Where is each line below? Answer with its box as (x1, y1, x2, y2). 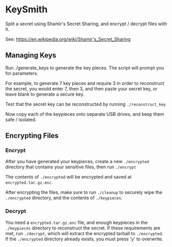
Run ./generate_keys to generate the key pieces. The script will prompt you (5, 64, 164, 70)
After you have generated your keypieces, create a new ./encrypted (5, 158, 149, 165)
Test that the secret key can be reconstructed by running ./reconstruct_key (5, 101, 166, 107)
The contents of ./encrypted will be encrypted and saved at (5, 174, 132, 180)
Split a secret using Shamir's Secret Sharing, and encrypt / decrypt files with (5, 21, 167, 27)
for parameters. (5, 70, 39, 76)
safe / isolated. (5, 116, 37, 122)
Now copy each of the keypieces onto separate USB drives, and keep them (5, 111, 164, 117)
